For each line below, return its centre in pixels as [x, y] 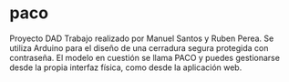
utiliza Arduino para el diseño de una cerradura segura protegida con [139, 47]
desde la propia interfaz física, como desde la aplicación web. [126, 67]
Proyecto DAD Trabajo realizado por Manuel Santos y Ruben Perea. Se [142, 38]
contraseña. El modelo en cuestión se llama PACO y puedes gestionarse [145, 57]
